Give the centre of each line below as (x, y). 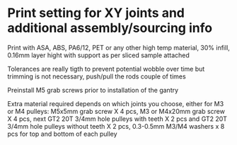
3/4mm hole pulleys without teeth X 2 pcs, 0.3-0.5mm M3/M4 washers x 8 (116, 126)
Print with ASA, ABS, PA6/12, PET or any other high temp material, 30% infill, (118, 47)
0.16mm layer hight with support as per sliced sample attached (98, 55)
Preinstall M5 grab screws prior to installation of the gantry (93, 90)
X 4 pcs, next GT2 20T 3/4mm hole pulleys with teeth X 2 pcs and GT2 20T (117, 119)
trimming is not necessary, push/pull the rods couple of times (97, 76)
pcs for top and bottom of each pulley (63, 134)
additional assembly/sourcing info (110, 28)
